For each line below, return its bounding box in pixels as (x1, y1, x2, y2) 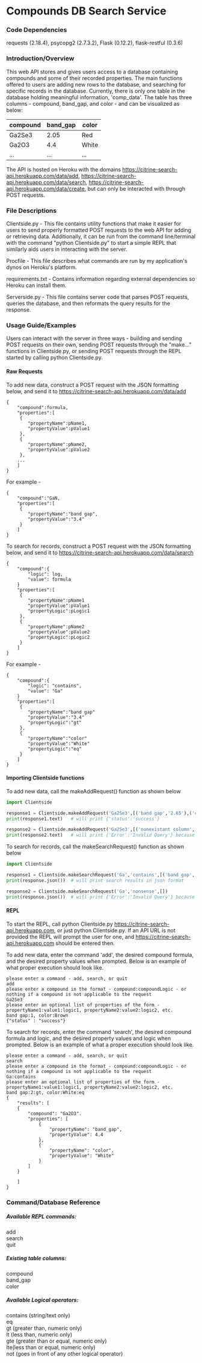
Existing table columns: (6, 1255, 67, 1262)
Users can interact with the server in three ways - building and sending (6, 335, 182, 342)
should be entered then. (55, 940, 115, 947)
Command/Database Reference (6, 1198, 100, 1207)
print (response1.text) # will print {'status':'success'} (6, 816, 161, 822)
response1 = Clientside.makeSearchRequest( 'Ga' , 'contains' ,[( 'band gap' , (6, 872, 195, 878)
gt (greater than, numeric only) (6, 1325, 82, 1332)
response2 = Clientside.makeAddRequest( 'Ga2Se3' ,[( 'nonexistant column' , (6, 826, 195, 832)
